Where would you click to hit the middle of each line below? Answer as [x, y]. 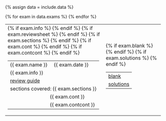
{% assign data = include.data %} [40, 7]
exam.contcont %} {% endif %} [44, 53]
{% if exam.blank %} [129, 45]
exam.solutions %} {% [131, 58]
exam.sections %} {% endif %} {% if [49, 40]
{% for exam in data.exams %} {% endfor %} [51, 16]
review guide [25, 81]
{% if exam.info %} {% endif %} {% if [50, 28]
